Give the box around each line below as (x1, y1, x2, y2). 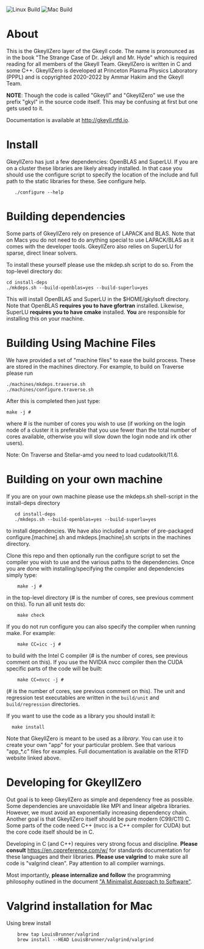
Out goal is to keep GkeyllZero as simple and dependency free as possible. (6, 796, 194, 803)
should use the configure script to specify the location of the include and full (6, 171, 199, 178)
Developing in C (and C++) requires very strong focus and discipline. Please (6, 840, 198, 847)
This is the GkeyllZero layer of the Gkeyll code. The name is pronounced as (6, 47, 195, 54)
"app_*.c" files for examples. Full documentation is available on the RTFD (6, 747, 189, 755)
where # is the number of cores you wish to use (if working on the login (6, 420, 186, 427)
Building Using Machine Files (6, 336, 157, 350)
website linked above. (6, 754, 61, 762)
